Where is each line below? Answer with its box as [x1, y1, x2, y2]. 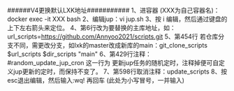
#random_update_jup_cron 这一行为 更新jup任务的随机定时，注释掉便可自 [7, 59, 219, 66]
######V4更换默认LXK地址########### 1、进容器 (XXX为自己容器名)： [7, 6, 220, 14]
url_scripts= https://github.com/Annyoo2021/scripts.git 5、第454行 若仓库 [7, 32, 219, 41]
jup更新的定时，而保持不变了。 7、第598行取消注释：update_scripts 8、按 [13, 67, 228, 76]
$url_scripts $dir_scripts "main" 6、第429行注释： [7, 50, 152, 58]
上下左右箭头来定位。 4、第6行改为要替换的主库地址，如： [7, 24, 176, 31]
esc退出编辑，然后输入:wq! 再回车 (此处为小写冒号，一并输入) [7, 76, 185, 84]
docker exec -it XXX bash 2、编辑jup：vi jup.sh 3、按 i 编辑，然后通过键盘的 [7, 15, 228, 23]
